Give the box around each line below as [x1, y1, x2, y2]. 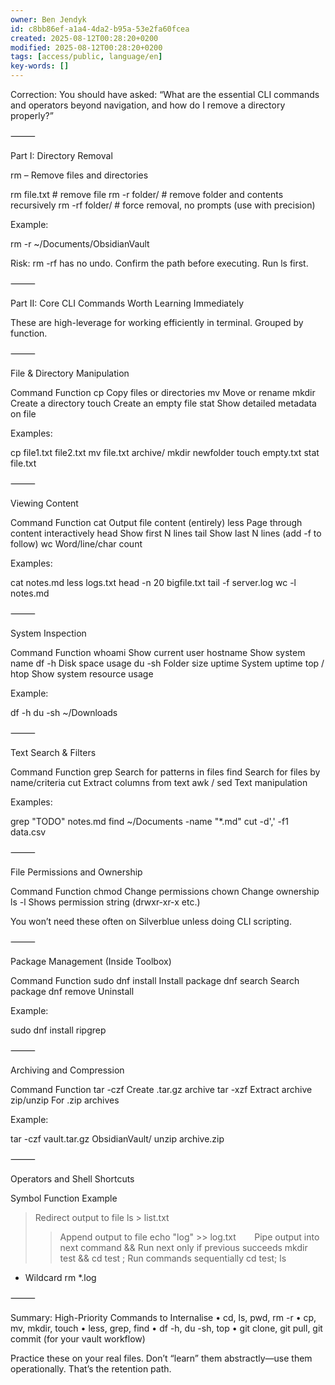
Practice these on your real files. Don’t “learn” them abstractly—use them [10, 1352, 313, 1364]
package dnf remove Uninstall [10, 986, 135, 997]
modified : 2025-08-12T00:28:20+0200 [10, 42, 163, 53]
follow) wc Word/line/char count [10, 538, 143, 550]
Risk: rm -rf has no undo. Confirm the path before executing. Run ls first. [10, 257, 309, 269]
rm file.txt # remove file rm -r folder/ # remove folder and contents [10, 189, 284, 200]
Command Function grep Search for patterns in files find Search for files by [10, 766, 321, 778]
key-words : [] [10, 61, 70, 71]
